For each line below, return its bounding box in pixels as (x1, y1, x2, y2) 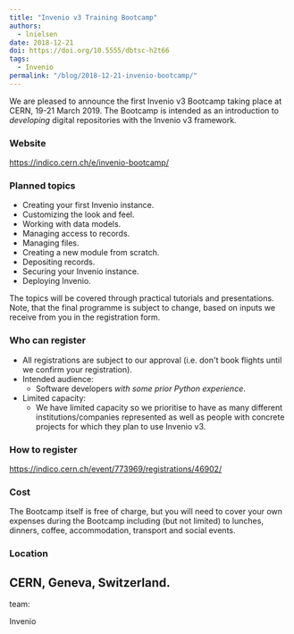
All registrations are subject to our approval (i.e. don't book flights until (21, 355, 282, 365)
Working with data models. (21, 219, 122, 229)
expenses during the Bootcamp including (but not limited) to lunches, (9, 515, 264, 527)
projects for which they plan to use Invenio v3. (35, 421, 206, 431)
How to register (9, 443, 78, 455)
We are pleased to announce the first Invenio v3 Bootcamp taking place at (9, 96, 282, 106)
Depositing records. (21, 256, 96, 268)
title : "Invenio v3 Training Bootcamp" (9, 13, 158, 22)
